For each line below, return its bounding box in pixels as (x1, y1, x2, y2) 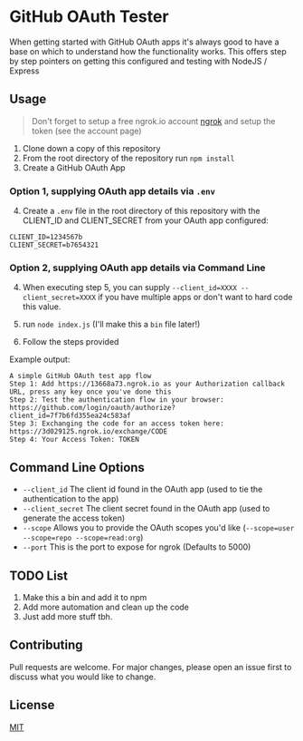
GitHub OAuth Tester (9, 6, 169, 27)
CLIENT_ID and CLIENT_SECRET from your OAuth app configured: (22, 215, 269, 226)
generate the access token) (22, 512, 126, 523)
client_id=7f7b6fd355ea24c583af (9, 411, 131, 421)
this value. (22, 301, 62, 312)
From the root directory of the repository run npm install (22, 152, 235, 163)
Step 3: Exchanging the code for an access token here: (9, 419, 224, 428)
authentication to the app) (22, 493, 119, 504)
